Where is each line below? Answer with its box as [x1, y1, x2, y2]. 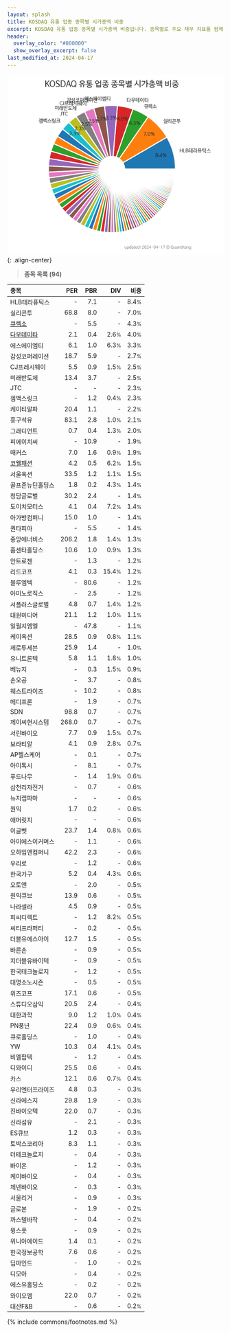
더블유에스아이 [10, 935, 49, 943]
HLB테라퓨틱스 [10, 297, 50, 306]
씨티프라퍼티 [10, 924, 44, 932]
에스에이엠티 [10, 341, 44, 350]
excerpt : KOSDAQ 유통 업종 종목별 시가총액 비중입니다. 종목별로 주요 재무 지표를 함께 [7, 25, 224, 32]
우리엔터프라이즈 [10, 1085, 55, 1094]
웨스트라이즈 [10, 687, 44, 695]
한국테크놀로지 [10, 967, 49, 975]
